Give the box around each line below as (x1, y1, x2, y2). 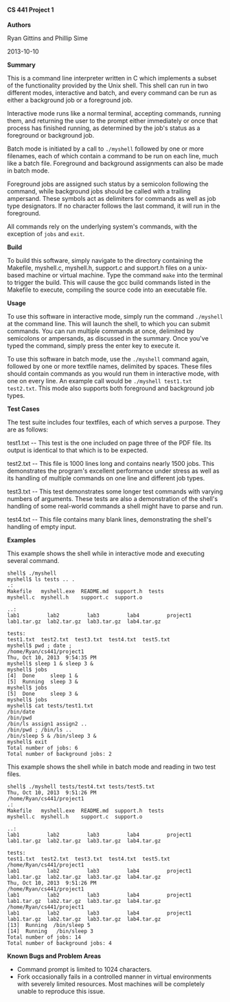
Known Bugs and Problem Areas (7, 952, 102, 960)
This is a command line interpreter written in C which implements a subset (7, 74, 217, 83)
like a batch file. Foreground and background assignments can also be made (7, 159, 224, 168)
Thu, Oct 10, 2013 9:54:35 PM (7, 654, 97, 661)
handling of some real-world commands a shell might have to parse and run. (7, 502, 223, 511)
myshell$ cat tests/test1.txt (7, 703, 94, 710)
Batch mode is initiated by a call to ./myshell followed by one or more (7, 145, 204, 153)
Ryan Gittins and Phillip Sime (7, 34, 88, 43)
